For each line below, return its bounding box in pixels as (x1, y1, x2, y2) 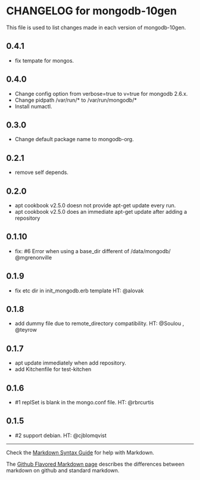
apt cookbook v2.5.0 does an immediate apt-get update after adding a (14, 208, 187, 215)
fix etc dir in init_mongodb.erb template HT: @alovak (14, 287, 144, 294)
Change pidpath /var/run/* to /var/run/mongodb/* (14, 96, 137, 104)
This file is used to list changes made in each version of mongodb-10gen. (6, 24, 186, 31)
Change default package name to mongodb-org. (14, 136, 134, 143)
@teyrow (14, 326, 37, 333)
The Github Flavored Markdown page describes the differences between (6, 460, 185, 467)
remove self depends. (14, 169, 68, 176)
